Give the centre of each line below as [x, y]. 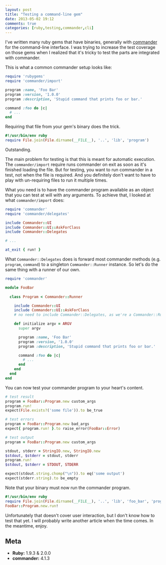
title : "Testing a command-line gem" [44, 14]
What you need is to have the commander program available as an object [80, 189]
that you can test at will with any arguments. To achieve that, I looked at [78, 195]
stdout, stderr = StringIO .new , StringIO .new [53, 451]
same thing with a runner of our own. [43, 270]
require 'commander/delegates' [37, 214]
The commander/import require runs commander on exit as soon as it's [76, 164]
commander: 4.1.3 [31, 559]
